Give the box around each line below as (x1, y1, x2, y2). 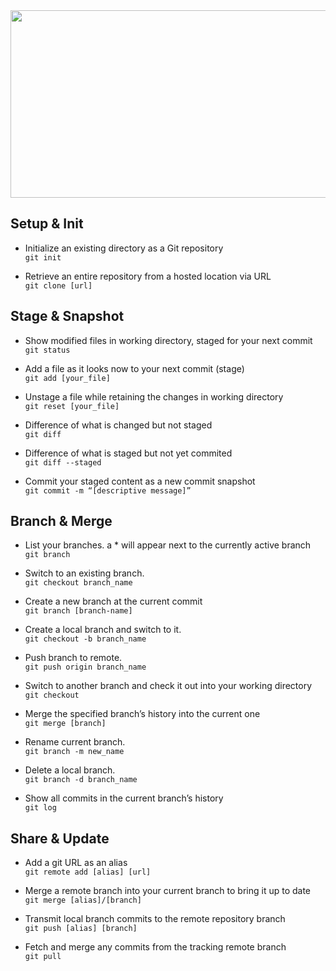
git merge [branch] (24, 719, 107, 729)
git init (24, 252, 62, 263)
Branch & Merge (10, 513, 113, 530)
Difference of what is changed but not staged (24, 419, 213, 431)
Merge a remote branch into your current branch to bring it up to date (24, 885, 312, 897)
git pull (24, 952, 62, 962)
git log (24, 803, 57, 813)
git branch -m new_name (24, 747, 125, 757)
